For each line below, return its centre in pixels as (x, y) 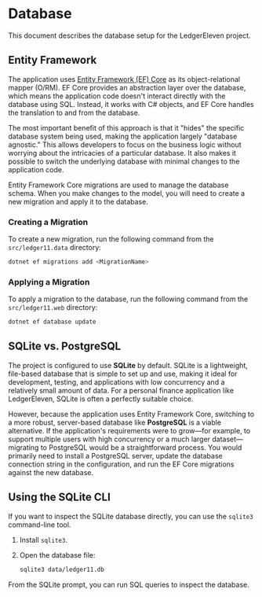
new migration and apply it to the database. (78, 201)
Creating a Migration (48, 222)
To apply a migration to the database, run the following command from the (128, 299)
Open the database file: (57, 555)
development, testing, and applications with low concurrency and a (116, 381)
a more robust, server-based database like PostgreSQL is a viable (115, 422)
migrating (24, 447)
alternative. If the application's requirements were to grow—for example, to (129, 430)
